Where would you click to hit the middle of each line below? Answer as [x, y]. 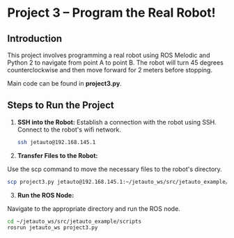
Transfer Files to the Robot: [57, 155]
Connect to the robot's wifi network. [69, 129]
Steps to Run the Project [61, 105]
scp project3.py [31, 182]
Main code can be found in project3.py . [64, 84]
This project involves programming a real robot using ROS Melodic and [109, 55]
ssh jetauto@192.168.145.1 [56, 142]
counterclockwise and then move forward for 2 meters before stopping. [110, 70]
